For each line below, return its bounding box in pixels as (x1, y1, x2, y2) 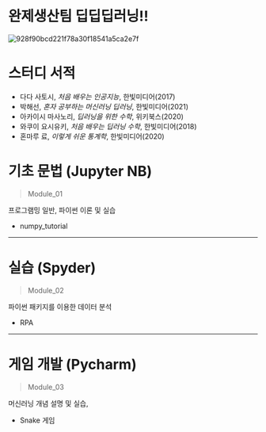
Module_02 (27, 285, 65, 295)
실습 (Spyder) (8, 259, 97, 277)
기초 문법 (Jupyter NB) (8, 162, 153, 181)
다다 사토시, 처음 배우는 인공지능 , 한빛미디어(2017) (19, 92, 176, 101)
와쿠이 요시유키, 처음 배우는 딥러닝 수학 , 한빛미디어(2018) (19, 121, 197, 131)
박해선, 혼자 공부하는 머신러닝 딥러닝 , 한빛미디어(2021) (19, 101, 188, 111)
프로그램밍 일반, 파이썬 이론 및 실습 (8, 205, 116, 215)
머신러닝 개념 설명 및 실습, (8, 398, 89, 408)
